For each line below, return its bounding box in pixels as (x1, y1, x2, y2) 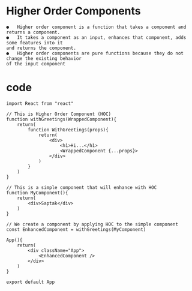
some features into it (6, 40, 63, 46)
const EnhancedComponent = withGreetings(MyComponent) (6, 226, 146, 232)
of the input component (6, 61, 66, 67)
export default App (6, 279, 55, 285)
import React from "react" (6, 100, 74, 106)
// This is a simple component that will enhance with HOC (6, 184, 157, 190)
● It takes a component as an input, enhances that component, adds (6, 34, 187, 40)
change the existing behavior (6, 55, 82, 61)
